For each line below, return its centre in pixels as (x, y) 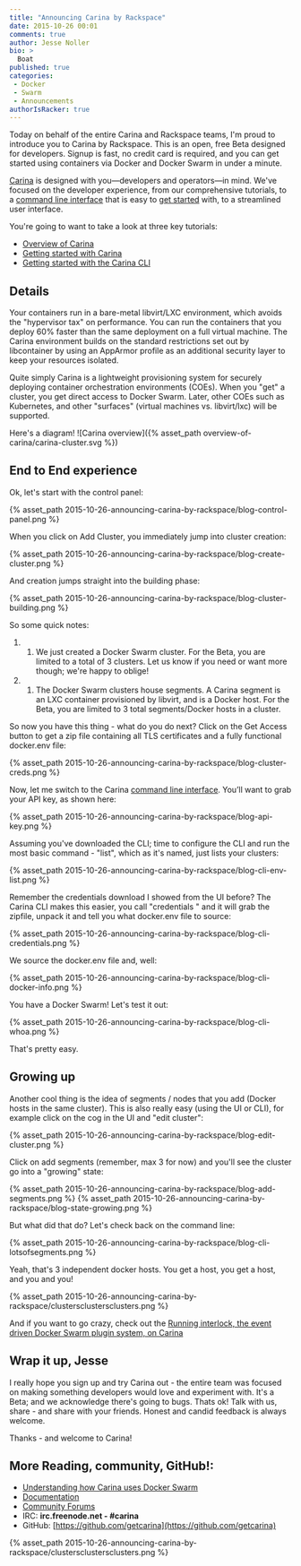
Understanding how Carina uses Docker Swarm (110, 1487)
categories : (31, 76)
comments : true (38, 34)
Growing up (43, 1077)
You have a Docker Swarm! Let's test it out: (89, 1004)
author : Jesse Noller (50, 43)
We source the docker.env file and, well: (83, 960)
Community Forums (59, 1507)
